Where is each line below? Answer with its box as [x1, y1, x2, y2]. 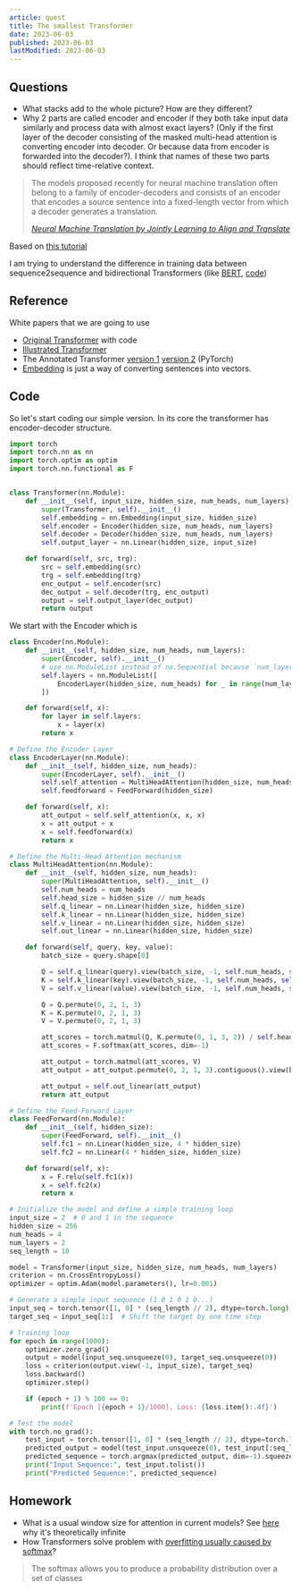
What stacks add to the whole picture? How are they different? [21, 103, 253, 114]
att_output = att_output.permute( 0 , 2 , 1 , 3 [41, 1065, 210, 1074]
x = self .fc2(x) [41, 1181, 102, 1189]
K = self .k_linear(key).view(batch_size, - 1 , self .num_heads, [41, 976, 278, 985]
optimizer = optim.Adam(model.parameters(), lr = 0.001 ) [9, 1280, 218, 1289]
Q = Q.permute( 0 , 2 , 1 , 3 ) [41, 1000, 142, 1009]
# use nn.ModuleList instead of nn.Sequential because [41, 663, 250, 672]
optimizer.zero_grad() [25, 1345, 110, 1354]
